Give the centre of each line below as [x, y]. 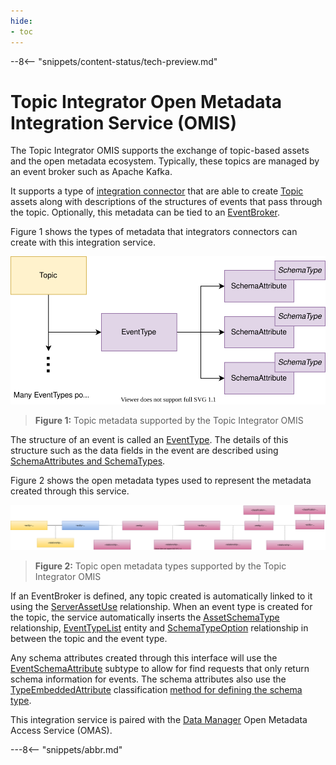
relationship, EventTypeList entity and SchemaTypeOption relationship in [159, 628]
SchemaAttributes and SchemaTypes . [88, 461]
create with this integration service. [83, 242]
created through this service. [70, 491]
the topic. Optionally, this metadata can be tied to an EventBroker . [145, 212]
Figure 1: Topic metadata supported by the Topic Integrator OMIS [169, 420]
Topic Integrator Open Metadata [146, 101]
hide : [21, 21]
